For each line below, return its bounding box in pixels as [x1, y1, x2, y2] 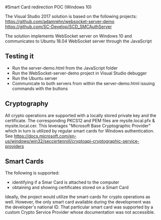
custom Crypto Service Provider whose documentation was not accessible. [5, 209, 155, 215]
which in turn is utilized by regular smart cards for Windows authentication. [5, 128, 155, 133]
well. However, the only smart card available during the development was [5, 199, 151, 205]
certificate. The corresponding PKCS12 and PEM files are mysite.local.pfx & [5, 117, 155, 123]
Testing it [5, 52, 34, 60]
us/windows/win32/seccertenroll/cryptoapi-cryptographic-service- [5, 138, 140, 144]
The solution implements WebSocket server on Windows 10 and [5, 33, 132, 39]
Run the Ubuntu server [12, 75, 58, 81]
